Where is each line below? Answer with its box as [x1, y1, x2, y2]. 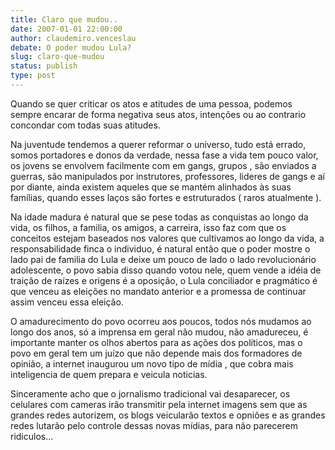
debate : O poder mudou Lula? [10, 42, 132, 53]
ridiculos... [10, 430, 54, 442]
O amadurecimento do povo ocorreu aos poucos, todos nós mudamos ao [10, 315, 312, 327]
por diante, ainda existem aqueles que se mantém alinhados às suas [10, 181, 292, 193]
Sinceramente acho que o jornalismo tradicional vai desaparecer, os [10, 387, 291, 400]
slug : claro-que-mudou [10, 52, 105, 62]
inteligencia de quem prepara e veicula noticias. [10, 368, 208, 380]
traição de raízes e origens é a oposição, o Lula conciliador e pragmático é [10, 274, 318, 286]
